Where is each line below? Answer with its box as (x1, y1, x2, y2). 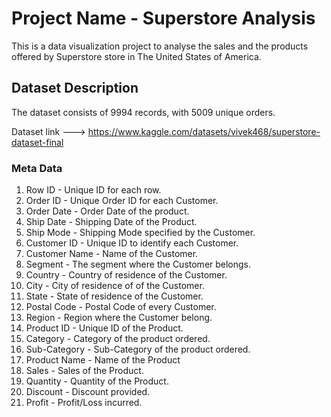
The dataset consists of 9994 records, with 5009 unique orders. (11, 106, 276, 118)
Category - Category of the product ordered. (25, 333, 211, 345)
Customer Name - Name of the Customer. (25, 248, 199, 260)
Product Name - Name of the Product (25, 354, 181, 366)
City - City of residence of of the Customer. (25, 280, 205, 292)
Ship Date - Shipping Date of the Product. (25, 216, 198, 228)
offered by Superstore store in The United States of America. (11, 50, 262, 62)
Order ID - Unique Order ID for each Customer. (25, 195, 219, 207)
